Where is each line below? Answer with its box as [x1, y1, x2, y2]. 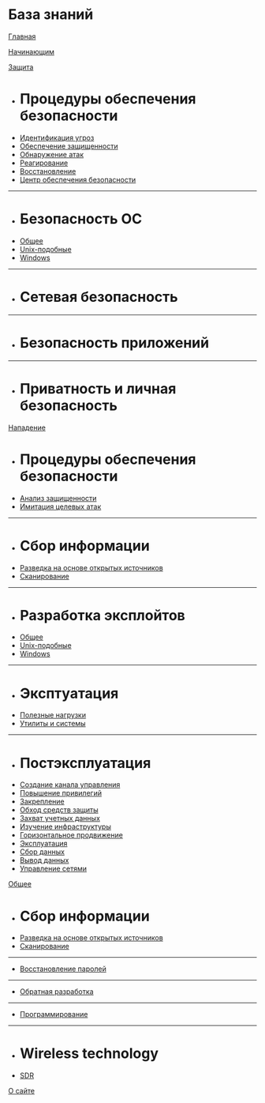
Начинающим [8, 47, 55, 56]
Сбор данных [19, 847, 65, 856]
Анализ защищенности [19, 493, 97, 503]
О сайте [8, 1086, 35, 1096]
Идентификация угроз [19, 133, 95, 142]
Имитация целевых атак [19, 502, 102, 511]
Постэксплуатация [19, 754, 151, 772]
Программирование [19, 1010, 88, 1019]
